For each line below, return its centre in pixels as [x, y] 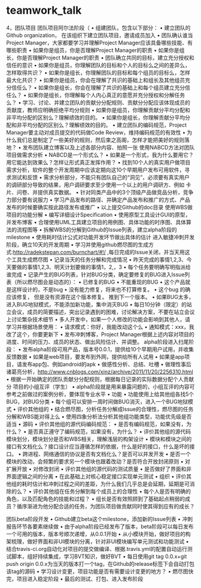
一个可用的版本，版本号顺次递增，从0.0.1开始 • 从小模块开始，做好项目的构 [98, 534]
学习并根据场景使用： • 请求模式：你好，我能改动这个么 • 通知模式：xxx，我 [100, 327]
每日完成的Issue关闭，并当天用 [147, 252]
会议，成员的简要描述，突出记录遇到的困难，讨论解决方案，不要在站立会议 [103, 312]
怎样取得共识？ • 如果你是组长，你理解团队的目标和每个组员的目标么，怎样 [98, 72]
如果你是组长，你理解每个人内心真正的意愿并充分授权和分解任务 [106, 95]
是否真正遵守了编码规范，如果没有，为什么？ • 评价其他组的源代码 [109, 431]
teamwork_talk [44, 10]
